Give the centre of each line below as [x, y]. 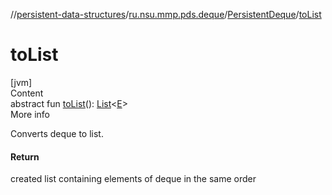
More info [30, 114]
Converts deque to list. [57, 133]
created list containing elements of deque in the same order [133, 179]
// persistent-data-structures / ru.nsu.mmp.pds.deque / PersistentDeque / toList [166, 14]
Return [25, 156]
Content [27, 93]
